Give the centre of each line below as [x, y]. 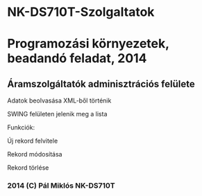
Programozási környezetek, [88, 44]
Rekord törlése [28, 168]
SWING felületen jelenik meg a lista [57, 114]
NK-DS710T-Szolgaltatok [81, 12]
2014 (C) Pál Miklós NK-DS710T [61, 186]
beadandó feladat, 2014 [77, 59]
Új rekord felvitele [33, 141]
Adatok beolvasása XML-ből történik [59, 100]
